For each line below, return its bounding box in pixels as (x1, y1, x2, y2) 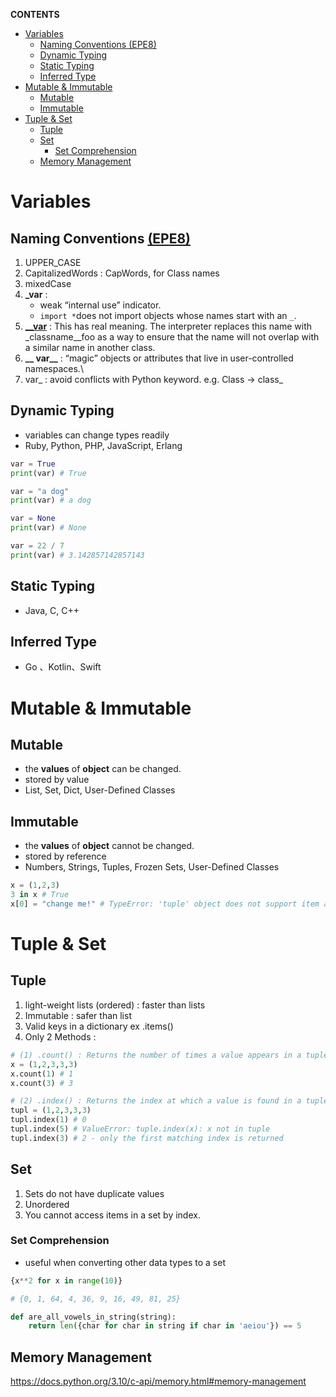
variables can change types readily (24, 429, 170, 441)
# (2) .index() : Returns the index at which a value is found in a (10, 1096, 302, 1106)
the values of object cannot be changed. (24, 840, 195, 852)
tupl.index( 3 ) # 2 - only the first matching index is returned (10, 1133, 284, 1143)
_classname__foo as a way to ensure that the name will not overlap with (24, 331, 320, 343)
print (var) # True (10, 468, 87, 478)
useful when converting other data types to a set (24, 1256, 226, 1268)
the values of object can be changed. (24, 763, 182, 775)
